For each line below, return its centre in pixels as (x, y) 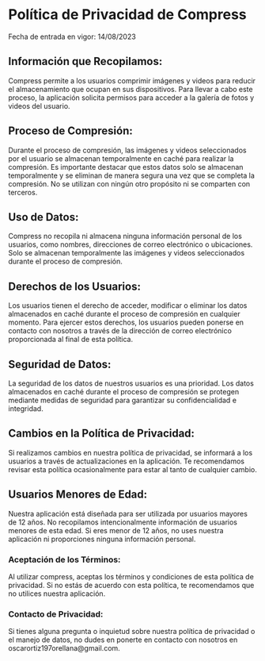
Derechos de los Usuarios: (74, 286)
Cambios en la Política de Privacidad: (102, 434)
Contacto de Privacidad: (56, 614)
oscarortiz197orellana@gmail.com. (64, 648)
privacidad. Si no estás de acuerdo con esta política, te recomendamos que (131, 585)
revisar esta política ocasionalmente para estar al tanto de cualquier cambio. (132, 469)
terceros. (23, 192)
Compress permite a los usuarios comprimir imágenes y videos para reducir (132, 80)
